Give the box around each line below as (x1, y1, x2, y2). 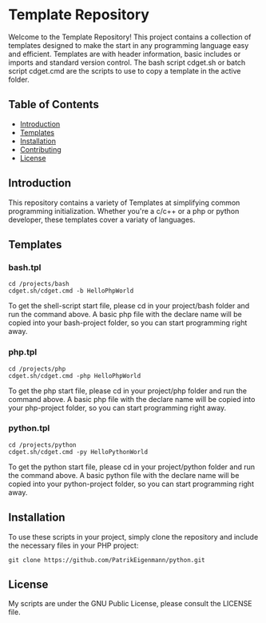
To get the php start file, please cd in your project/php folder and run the (8, 386, 248, 396)
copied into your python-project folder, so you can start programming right (8, 479, 254, 488)
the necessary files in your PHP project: (8, 541, 139, 550)
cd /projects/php (8, 364, 66, 373)
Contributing (19, 144, 62, 154)
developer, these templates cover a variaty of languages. (8, 215, 196, 224)
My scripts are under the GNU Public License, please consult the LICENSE (8, 599, 252, 609)
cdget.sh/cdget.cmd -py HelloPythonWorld (8, 448, 149, 456)
